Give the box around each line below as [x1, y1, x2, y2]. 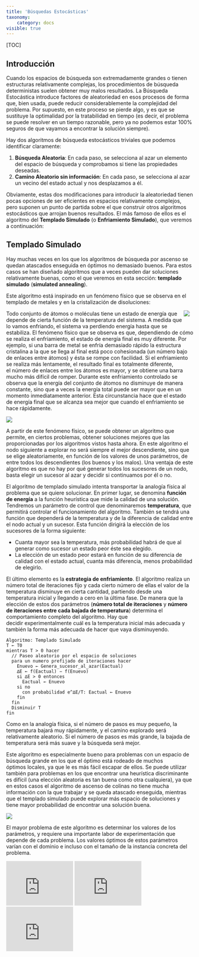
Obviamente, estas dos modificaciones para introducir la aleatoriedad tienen [6, 191, 193, 198]
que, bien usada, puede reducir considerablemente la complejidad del [6, 100, 178, 107]
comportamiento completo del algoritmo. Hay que [6, 613, 128, 620]
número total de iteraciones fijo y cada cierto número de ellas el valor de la [6, 581, 189, 588]
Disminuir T [11, 705, 42, 711]
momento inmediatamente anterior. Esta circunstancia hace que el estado [6, 392, 187, 399]
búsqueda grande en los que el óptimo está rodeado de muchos [6, 757, 163, 764]
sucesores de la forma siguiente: [6, 527, 86, 534]
